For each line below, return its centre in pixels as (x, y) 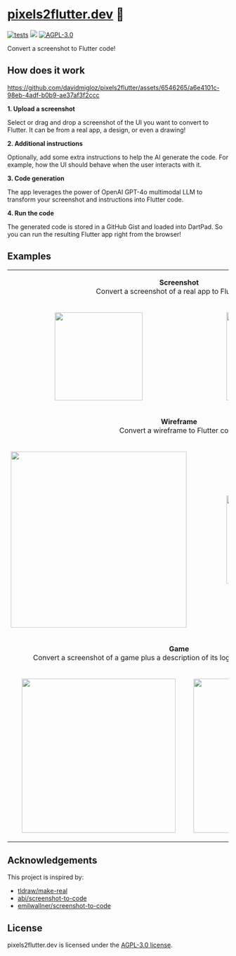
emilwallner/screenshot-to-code (64, 906)
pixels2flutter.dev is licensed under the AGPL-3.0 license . (90, 945)
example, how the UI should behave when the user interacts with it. (105, 164)
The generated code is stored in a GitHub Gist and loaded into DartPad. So (115, 226)
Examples (29, 256)
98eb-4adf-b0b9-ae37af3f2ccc (53, 95)
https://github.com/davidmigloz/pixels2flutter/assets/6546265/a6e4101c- (113, 87)
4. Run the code (31, 213)
